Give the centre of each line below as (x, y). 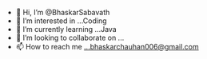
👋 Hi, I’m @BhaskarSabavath (63, 12)
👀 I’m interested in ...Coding (61, 21)
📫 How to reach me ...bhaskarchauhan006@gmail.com (107, 47)
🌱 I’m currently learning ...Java (66, 29)
